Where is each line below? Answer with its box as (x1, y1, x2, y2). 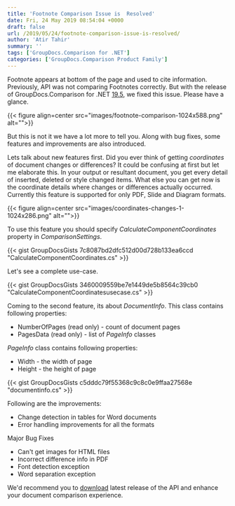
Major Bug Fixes (7, 434, 54, 442)
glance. (7, 97, 29, 106)
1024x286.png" (7, 211, 52, 219)
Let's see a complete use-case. (7, 267, 98, 275)
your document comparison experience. (7, 491, 123, 499)
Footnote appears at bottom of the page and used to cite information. (7, 75, 208, 83)
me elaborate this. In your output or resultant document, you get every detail (7, 167, 228, 176)
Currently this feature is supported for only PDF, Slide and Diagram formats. (7, 190, 227, 198)
